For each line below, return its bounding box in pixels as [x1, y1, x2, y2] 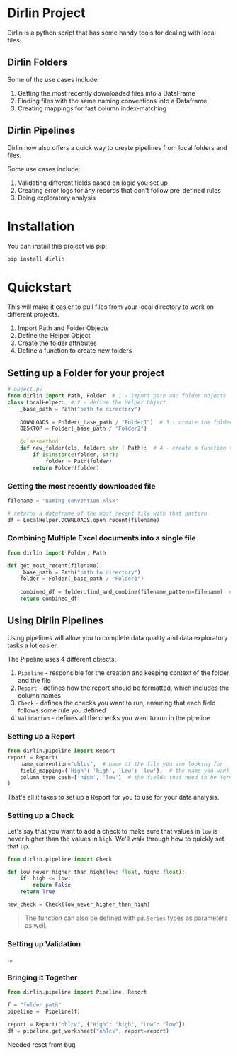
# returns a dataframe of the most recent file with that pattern [7, 510, 208, 517]
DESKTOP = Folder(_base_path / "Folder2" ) [20, 425, 147, 433]
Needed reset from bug [7, 1040, 76, 1049]
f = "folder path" [7, 1001, 62, 1009]
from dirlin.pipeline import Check [7, 856, 113, 863]
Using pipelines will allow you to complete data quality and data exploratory [7, 633, 228, 642]
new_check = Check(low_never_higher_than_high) [7, 901, 151, 908]
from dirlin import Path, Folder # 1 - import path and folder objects [7, 392, 227, 399]
